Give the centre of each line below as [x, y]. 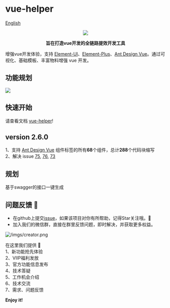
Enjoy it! [14, 300]
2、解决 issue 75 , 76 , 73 [30, 157]
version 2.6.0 [27, 137]
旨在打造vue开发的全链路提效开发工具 [86, 43]
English [13, 23]
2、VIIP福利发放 [22, 258]
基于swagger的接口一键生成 [35, 187]
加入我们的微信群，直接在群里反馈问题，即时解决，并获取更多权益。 [84, 224]
